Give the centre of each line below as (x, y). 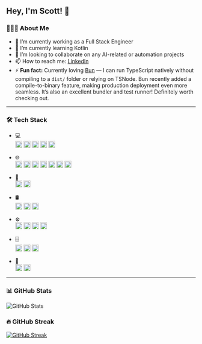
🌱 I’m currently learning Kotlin (51, 48)
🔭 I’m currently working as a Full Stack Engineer (74, 41)
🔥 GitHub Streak (30, 322)
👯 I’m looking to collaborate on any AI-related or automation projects (99, 54)
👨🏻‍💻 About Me (28, 28)
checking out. (32, 98)
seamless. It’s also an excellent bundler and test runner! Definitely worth (104, 92)
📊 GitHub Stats (29, 290)
